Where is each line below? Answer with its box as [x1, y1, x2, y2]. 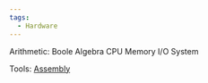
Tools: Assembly [9, 63, 71, 74]
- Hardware [17, 21, 58, 30]
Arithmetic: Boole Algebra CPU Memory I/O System [9, 46, 199, 56]
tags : [9, 12, 30, 22]
